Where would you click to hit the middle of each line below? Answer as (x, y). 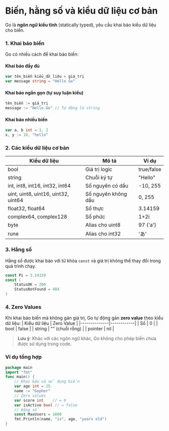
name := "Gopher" (32, 391)
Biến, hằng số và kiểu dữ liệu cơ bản (81, 11)
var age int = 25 (32, 387)
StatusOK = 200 (30, 285)
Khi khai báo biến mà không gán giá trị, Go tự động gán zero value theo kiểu (84, 318)
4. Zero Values (23, 307)
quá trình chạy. (21, 266)
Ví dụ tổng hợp (23, 357)
